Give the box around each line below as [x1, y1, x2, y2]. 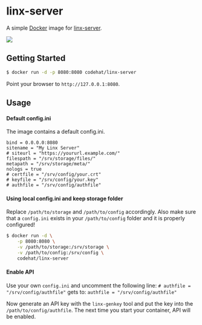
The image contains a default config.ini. [6, 128, 105, 136]
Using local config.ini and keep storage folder [6, 195, 123, 202]
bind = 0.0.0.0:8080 [6, 140, 59, 146]
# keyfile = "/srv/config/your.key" [6, 177, 99, 183]
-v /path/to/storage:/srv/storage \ [17, 244, 110, 251]
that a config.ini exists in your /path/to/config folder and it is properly [6, 215, 186, 222]
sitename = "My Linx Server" [6, 145, 80, 151]
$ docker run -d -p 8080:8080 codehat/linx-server [6, 69, 137, 75]
